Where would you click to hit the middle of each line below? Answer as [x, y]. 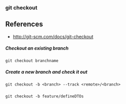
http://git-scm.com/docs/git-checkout [53, 36]
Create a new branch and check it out [46, 72]
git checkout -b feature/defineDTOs [44, 96]
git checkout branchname [32, 60]
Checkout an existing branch [37, 48]
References [24, 24]
